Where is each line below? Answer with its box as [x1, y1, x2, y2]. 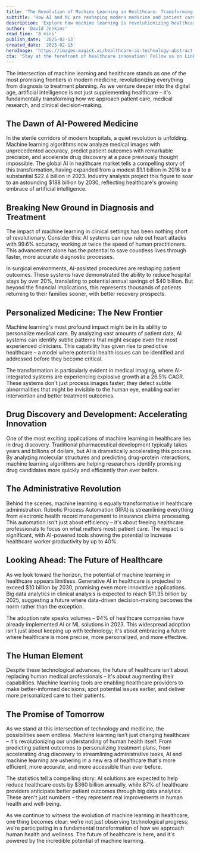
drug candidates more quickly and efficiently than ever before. [6, 466, 160, 473]
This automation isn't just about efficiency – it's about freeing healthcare [6, 518, 184, 526]
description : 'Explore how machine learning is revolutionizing [6, 20, 169, 26]
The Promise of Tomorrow [6, 709, 105, 719]
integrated [6, 373, 32, 380]
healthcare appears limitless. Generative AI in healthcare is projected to [6, 577, 182, 585]
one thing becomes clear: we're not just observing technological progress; [6, 818, 189, 825]
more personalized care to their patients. [6, 692, 106, 699]
